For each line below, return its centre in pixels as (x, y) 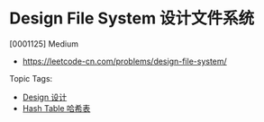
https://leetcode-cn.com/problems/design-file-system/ (124, 61)
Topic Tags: (31, 78)
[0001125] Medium (44, 44)
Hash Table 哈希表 (56, 108)
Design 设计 (45, 97)
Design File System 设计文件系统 (132, 18)
